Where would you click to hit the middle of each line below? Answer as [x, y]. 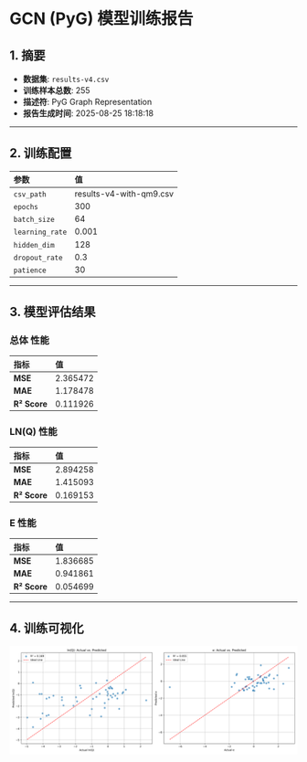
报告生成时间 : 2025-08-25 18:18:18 [88, 113]
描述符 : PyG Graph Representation [87, 102]
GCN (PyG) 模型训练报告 [101, 19]
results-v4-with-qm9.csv [124, 194]
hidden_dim [34, 245]
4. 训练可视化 [47, 628]
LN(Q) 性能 [33, 431]
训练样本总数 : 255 [56, 90]
